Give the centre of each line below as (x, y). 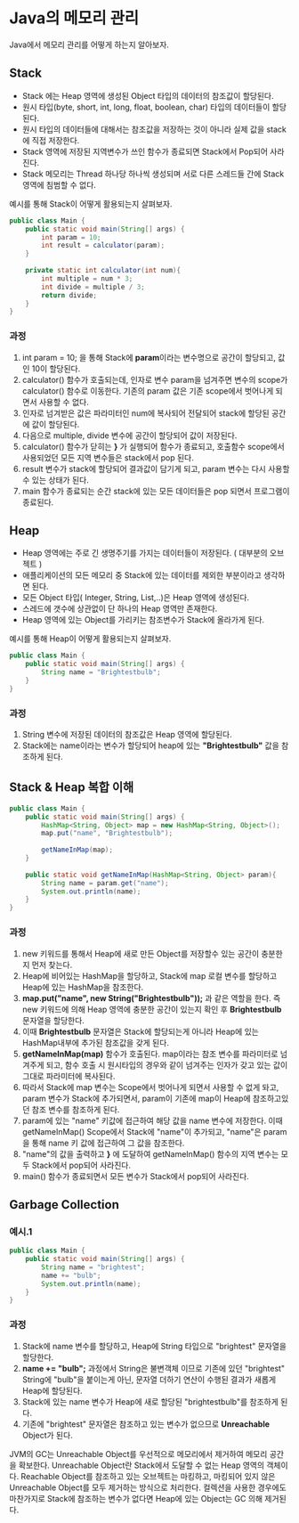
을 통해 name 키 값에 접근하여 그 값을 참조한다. (103, 1143)
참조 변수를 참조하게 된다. (76, 1109)
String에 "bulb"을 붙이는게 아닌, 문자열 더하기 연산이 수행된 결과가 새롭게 (149, 1379)
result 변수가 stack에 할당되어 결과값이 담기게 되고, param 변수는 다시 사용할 (156, 468)
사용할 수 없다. (64, 402)
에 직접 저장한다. (51, 140)
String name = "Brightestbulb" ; (101, 672)
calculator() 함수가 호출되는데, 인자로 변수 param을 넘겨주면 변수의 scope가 (155, 379)
